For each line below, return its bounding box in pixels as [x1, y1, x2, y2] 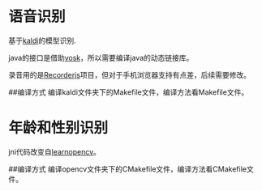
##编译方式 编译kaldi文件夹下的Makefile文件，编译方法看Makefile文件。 [8, 87, 249, 97]
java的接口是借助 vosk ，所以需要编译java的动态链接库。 [8, 53, 194, 62]
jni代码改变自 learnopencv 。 [8, 146, 101, 156]
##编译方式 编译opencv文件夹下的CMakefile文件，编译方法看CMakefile [8, 163, 247, 174]
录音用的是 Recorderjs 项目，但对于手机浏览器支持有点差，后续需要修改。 [8, 70, 251, 79]
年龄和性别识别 [8, 119, 109, 138]
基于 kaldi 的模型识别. [8, 36, 76, 45]
